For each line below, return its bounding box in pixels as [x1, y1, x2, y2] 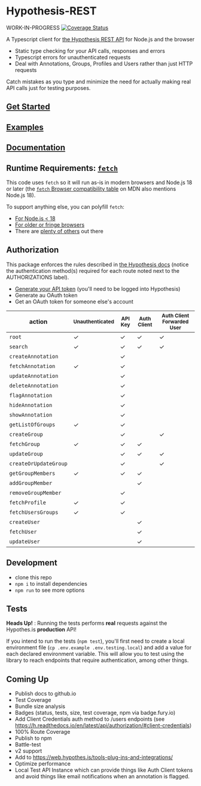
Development [6, 558, 58, 568]
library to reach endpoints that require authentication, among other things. [6, 656, 189, 664]
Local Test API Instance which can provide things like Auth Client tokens [14, 766, 193, 774]
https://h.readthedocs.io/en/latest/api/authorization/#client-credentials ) [14, 722, 192, 729]
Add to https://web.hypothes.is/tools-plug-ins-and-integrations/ [14, 754, 173, 761]
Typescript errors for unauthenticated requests [14, 53, 131, 61]
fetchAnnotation [9, 363, 56, 369]
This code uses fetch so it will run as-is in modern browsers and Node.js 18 [6, 179, 193, 186]
